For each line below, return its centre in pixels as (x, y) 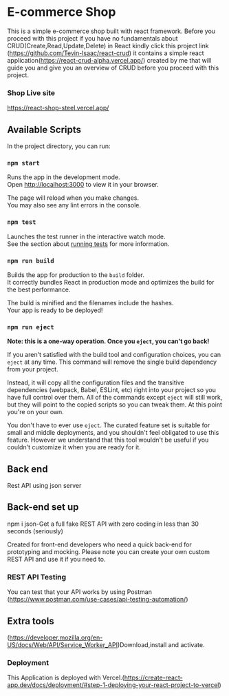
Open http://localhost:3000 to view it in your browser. (83, 185)
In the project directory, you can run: (59, 146)
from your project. (33, 369)
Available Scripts (44, 129)
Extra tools (31, 621)
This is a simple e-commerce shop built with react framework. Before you (111, 31)
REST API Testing (37, 577)
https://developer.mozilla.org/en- (56, 637)
